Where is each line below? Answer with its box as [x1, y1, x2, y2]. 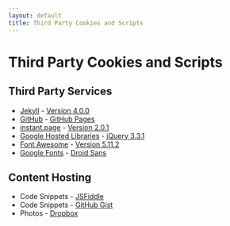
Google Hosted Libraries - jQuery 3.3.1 [19, 131, 145, 140]
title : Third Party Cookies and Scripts [8, 19, 144, 27]
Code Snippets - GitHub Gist [19, 200, 113, 210]
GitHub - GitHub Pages [19, 114, 95, 124]
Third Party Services [8, 85, 113, 98]
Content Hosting [8, 170, 92, 184]
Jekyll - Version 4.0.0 [19, 105, 90, 115]
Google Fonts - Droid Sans [19, 147, 107, 157]
